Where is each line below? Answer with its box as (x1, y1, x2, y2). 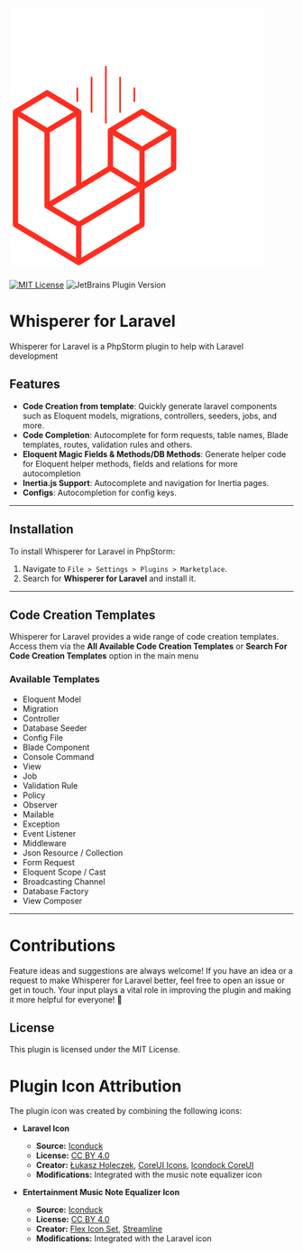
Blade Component (22, 742, 90, 753)
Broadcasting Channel (22, 875, 106, 887)
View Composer (22, 895, 83, 906)
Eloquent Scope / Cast (22, 866, 106, 877)
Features (9, 377, 60, 392)
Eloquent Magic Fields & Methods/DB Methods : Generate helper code (22, 448, 287, 459)
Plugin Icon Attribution (9, 1076, 182, 1096)
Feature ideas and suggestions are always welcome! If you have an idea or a (9, 965, 293, 976)
